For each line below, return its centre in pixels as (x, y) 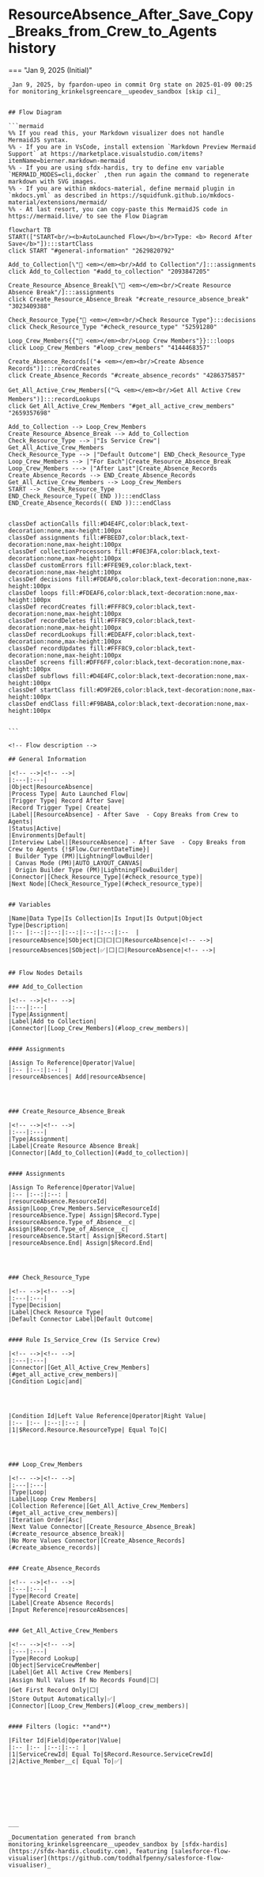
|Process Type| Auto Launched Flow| (68, 794)
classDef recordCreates (47, 607)
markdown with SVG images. (53, 181)
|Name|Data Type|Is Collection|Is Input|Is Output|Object (106, 918)
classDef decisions (40, 579)
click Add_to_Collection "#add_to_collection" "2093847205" (109, 271)
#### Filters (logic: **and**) (60, 1727)
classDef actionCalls (44, 524)
